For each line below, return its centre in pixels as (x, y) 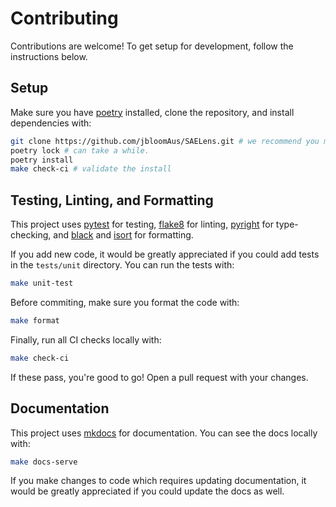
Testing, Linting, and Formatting (112, 200)
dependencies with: (51, 123)
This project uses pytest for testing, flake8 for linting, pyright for (142, 224)
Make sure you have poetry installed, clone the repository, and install (152, 112)
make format (35, 320)
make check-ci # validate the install (91, 169)
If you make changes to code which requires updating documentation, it (158, 481)
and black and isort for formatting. (123, 235)
